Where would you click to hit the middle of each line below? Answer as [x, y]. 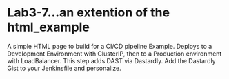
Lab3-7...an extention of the [89, 13]
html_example [48, 27]
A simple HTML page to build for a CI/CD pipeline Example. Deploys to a [110, 46]
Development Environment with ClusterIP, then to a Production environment [114, 54]
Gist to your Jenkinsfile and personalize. [64, 68]
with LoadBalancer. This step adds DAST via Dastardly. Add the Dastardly [111, 60]
